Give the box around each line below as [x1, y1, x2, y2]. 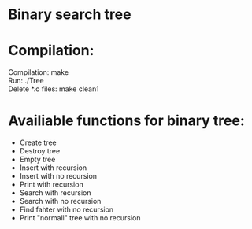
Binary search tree [8, 6, 132, 24]
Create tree [19, 138, 57, 147]
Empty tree [19, 155, 56, 164]
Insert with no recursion [19, 172, 97, 181]
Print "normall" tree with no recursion [19, 213, 141, 223]
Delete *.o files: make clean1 [8, 84, 99, 94]
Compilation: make [8, 68, 69, 77]
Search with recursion [19, 188, 92, 198]
